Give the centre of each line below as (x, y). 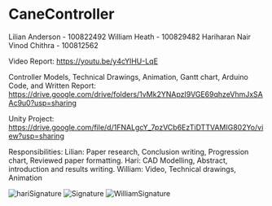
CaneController (61, 14)
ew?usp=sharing (37, 136)
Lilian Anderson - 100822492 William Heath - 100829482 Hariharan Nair (129, 37)
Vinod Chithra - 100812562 (54, 45)
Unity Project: (31, 118)
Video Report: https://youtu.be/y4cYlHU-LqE (83, 61)
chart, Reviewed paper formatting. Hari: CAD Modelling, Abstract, (118, 160)
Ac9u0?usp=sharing (43, 103)
